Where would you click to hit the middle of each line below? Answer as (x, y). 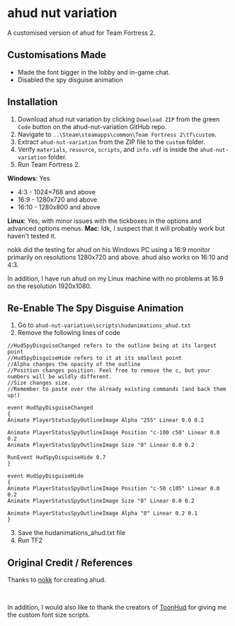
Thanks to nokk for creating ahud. (57, 580)
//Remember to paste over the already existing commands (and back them (117, 389)
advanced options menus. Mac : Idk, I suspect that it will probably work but (116, 228)
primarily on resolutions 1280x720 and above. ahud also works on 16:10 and (118, 257)
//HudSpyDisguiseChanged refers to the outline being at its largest (112, 346)
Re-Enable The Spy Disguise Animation (96, 308)
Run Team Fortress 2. (49, 164)
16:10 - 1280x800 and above (59, 207)
